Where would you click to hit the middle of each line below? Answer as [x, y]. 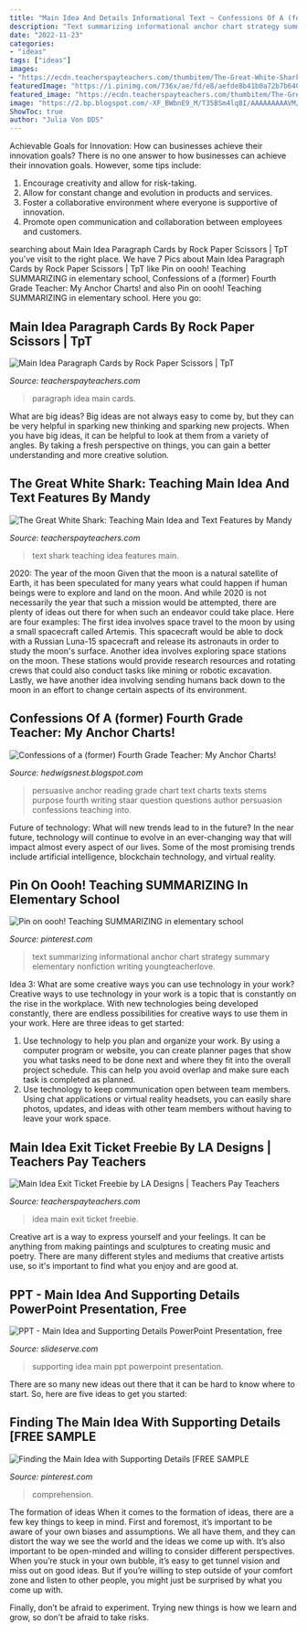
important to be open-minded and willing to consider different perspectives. [152, 1551]
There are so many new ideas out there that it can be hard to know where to [152, 1384]
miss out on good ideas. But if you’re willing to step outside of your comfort [151, 1570]
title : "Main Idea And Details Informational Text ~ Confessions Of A [147, 18]
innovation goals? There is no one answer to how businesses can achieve [148, 155]
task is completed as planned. [79, 1080]
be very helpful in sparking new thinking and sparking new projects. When [149, 425]
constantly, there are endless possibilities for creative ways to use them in [148, 1013]
